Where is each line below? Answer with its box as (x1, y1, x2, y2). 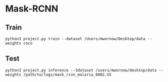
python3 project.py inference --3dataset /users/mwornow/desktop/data (5, 67, 157, 73)
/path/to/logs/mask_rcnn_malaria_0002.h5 (23, 72, 112, 77)
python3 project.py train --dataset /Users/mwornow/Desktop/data (5, 36, 145, 41)
